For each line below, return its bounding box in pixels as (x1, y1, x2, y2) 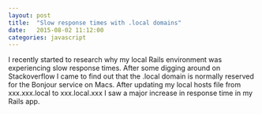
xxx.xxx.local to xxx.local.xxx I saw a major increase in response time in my (8, 88, 253, 98)
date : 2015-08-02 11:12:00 (8, 26, 104, 34)
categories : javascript (8, 33, 87, 42)
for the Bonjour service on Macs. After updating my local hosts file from (8, 80, 241, 90)
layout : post (8, 11, 51, 20)
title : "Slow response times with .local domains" (8, 19, 182, 27)
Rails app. (8, 97, 40, 106)
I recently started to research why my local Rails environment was (8, 55, 223, 64)
